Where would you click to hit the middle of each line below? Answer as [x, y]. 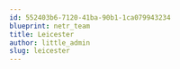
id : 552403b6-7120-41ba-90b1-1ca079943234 [90, 17]
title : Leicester [42, 34]
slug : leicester [40, 51]
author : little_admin [50, 43]
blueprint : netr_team [50, 26]
